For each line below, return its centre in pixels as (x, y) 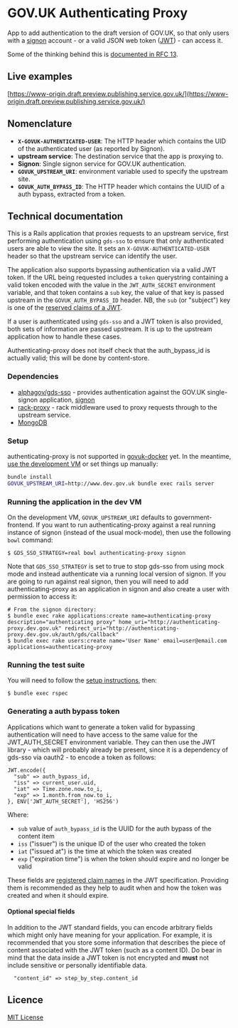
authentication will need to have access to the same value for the (102, 734)
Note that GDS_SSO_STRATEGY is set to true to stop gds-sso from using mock (116, 566)
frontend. (21, 525)
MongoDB (32, 422)
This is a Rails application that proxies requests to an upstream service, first (118, 234)
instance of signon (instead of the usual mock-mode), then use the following (119, 533)
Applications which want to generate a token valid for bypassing (101, 727)
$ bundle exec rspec (38, 694)
